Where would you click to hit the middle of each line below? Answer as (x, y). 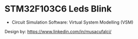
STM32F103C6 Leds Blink (58, 9)
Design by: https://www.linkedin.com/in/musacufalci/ (58, 31)
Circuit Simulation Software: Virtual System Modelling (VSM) (72, 22)
